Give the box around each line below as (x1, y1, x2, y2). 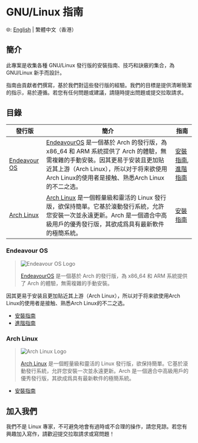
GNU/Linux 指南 (6, 5, 84, 19)
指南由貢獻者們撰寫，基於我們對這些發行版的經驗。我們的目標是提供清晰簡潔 (6, 81, 192, 88)
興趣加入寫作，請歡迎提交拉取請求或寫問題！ (6, 430, 115, 437)
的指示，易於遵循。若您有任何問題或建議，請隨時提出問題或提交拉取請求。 (6, 89, 187, 96)
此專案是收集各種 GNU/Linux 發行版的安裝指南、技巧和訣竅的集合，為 (6, 61, 175, 68)
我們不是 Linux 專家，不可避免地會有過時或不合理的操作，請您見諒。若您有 (6, 422, 187, 430)
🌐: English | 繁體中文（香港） (6, 26, 77, 33)
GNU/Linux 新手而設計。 (6, 69, 65, 76)
